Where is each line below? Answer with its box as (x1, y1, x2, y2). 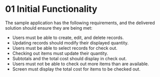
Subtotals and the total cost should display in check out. (12, 55, 127, 61)
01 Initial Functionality (5, 3, 98, 15)
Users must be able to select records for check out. (12, 45, 118, 51)
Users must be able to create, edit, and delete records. (12, 35, 124, 40)
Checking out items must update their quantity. (12, 50, 108, 56)
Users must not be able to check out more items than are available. (12, 61, 150, 67)
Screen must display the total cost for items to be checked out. (12, 66, 141, 72)
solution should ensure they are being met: (5, 25, 93, 31)
